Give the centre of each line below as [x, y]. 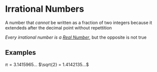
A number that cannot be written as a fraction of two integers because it [78, 23]
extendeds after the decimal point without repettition [59, 27]
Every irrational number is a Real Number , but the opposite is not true [76, 37]
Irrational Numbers [45, 9]
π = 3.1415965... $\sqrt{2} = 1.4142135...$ [47, 64]
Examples [20, 53]
